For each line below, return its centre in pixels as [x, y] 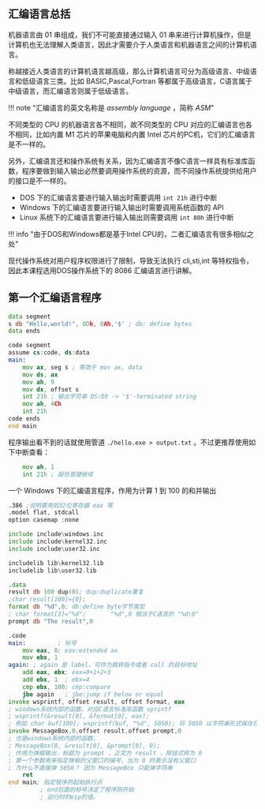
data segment [30, 316]
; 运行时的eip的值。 [69, 797]
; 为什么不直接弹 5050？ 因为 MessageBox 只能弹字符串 [91, 768]
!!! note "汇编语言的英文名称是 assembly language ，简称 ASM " [111, 107]
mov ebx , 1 [40, 657]
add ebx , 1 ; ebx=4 [56, 680]
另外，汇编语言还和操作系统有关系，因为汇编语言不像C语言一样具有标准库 [128, 161]
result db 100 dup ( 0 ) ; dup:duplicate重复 [76, 592]
